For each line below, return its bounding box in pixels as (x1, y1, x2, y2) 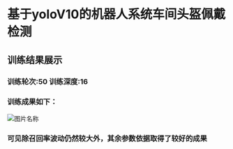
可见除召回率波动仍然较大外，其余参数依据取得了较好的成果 (7, 134, 208, 143)
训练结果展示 (7, 54, 63, 66)
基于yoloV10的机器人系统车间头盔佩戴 (7, 6, 226, 22)
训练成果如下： (7, 97, 58, 107)
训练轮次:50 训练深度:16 (7, 76, 89, 86)
